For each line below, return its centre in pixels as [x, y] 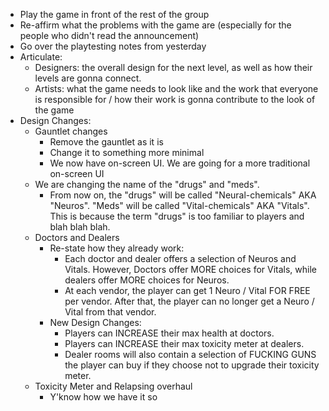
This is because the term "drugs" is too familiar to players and [177, 216]
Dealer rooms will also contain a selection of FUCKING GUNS [190, 354]
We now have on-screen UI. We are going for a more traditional [180, 163]
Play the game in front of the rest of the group [114, 14]
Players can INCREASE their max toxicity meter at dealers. [184, 343]
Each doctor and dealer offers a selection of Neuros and [180, 258]
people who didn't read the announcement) [109, 35]
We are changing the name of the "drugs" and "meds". [147, 184]
